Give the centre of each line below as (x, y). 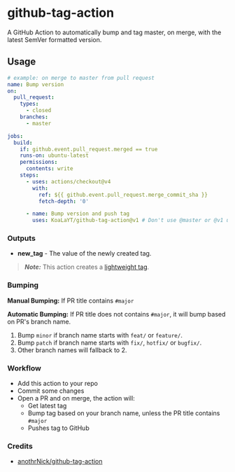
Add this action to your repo (57, 384)
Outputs (22, 238)
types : (29, 104)
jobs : (15, 136)
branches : (34, 117)
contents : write (49, 169)
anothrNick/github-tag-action (60, 461)
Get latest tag (47, 406)
